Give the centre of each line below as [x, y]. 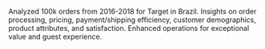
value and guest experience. [55, 36]
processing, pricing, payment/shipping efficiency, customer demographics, [132, 20]
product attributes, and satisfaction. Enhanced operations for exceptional [129, 28]
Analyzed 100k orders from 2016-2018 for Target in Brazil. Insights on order [132, 11]
